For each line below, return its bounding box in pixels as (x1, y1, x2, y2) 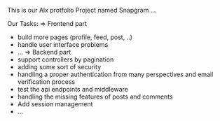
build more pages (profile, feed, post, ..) (17, 33, 133, 41)
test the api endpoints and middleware (17, 85, 128, 93)
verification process (17, 78, 76, 86)
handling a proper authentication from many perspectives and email (17, 70, 214, 78)
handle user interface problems (17, 41, 109, 48)
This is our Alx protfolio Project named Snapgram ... (7, 6, 156, 14)
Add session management (17, 100, 93, 108)
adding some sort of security (17, 63, 102, 71)
